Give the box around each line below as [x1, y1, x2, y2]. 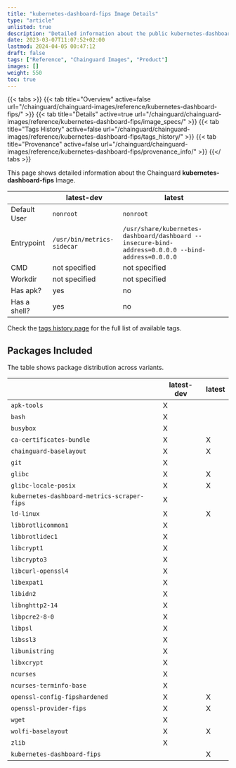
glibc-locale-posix [11, 482, 76, 490]
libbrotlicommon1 [11, 521, 69, 529]
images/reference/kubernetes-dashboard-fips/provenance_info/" [7, 147, 197, 156]
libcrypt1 [11, 544, 44, 552]
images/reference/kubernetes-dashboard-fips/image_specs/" [7, 118, 186, 126]
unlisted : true [7, 23, 52, 30]
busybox [11, 424, 37, 433]
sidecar [52, 242, 79, 251]
